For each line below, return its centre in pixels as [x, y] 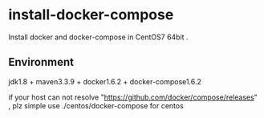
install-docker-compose [91, 15]
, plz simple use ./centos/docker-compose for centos [96, 105]
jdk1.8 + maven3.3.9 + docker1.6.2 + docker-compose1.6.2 [105, 81]
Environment [41, 62]
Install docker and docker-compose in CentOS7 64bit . [98, 37]
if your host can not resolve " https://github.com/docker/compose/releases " [133, 97]
